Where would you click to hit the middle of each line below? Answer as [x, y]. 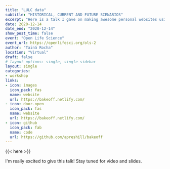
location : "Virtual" [27, 52]
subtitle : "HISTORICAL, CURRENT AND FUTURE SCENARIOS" [64, 15]
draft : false [19, 57]
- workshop [17, 76]
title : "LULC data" [26, 10]
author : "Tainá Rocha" [29, 48]
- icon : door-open [25, 104]
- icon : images [21, 85]
